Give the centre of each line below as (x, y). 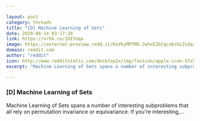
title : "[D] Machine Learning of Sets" (56, 28)
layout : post (22, 17)
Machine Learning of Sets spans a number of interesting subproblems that (97, 105)
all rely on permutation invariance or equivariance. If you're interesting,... (95, 112)
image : (14, 44)
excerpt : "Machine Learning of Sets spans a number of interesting (92, 66)
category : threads (29, 22)
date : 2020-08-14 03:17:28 (40, 33)
